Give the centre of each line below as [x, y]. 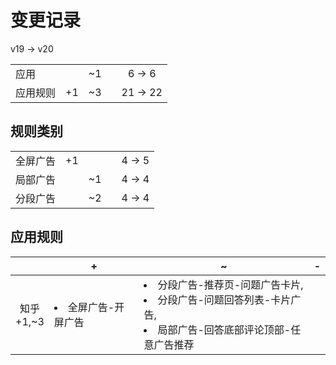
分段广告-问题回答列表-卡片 [224, 299]
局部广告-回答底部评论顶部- [224, 329]
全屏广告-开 [96, 307]
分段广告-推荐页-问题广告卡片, [230, 284]
